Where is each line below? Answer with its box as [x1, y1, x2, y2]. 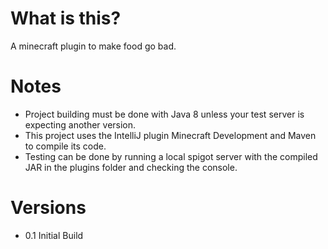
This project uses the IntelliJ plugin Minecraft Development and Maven [24, 129, 317, 141]
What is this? [10, 7, 122, 30]
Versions [10, 197, 87, 219]
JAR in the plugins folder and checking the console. [24, 161, 238, 173]
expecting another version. [24, 118, 137, 131]
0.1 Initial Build [24, 229, 84, 241]
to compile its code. [24, 140, 107, 152]
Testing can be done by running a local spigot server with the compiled [24, 150, 318, 162]
